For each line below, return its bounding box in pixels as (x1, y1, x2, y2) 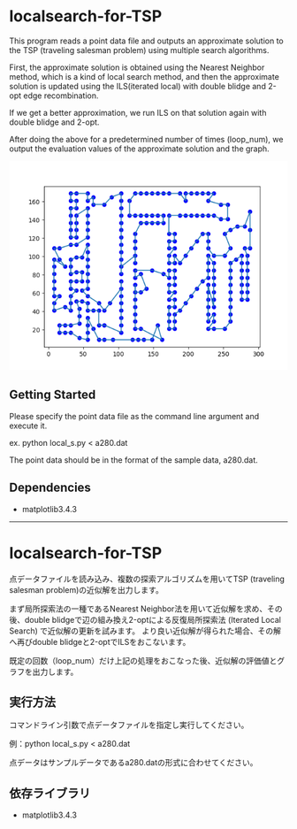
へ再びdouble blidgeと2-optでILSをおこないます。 (9, 636, 191, 647)
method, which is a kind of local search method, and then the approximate (9, 71, 280, 81)
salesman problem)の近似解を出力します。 (9, 584, 164, 595)
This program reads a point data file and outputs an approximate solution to (9, 35, 285, 46)
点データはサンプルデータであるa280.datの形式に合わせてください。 (9, 757, 258, 768)
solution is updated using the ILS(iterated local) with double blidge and (9, 81, 267, 91)
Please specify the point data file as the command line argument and (9, 411, 260, 421)
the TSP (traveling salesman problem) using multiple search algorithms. (9, 44, 270, 55)
